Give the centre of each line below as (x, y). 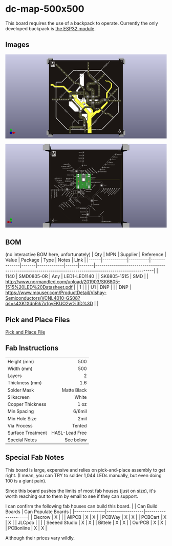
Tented (79, 425)
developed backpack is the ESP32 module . (50, 28)
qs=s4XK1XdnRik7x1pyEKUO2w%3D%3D (49, 304)
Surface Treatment (27, 433)
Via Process (20, 425)
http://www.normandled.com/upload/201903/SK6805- (63, 282)
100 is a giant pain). (26, 481)
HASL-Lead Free (69, 433)
